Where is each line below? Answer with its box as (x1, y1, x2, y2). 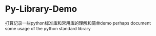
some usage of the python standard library (5, 25, 91, 31)
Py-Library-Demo (5, 3, 77, 15)
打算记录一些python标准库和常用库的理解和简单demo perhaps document (5, 20, 151, 26)
